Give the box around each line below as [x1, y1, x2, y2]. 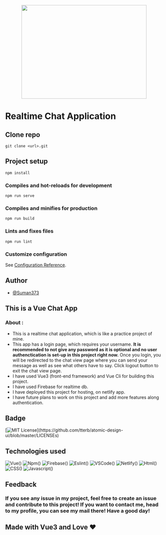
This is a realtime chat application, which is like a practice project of [12, 330, 152, 337]
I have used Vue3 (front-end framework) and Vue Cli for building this [12, 373, 154, 379]
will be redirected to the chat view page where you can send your [12, 357, 148, 363]
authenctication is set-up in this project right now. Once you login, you [12, 352, 161, 358]
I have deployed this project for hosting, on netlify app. [12, 389, 125, 395]
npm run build [5, 216, 35, 221]
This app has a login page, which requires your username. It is [12, 341, 141, 347]
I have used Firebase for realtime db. [12, 384, 88, 390]
